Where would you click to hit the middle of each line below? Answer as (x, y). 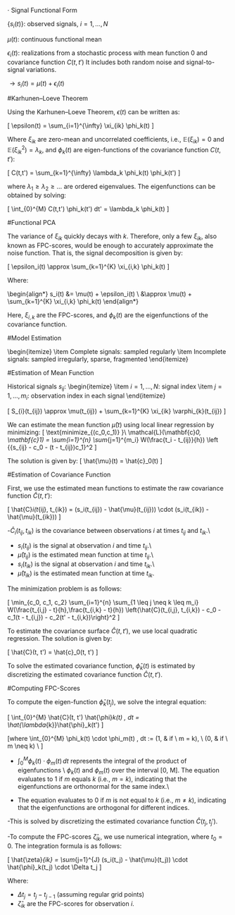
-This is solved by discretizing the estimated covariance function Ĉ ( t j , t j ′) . (113, 822)
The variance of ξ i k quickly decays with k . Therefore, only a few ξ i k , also (112, 237)
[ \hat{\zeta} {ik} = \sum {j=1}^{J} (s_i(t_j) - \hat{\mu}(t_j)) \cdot (98, 860)
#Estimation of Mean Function (51, 373)
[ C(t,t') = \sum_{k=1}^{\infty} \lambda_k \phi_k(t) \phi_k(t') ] (94, 173)
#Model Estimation (34, 338)
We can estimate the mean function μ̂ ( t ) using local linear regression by (111, 424)
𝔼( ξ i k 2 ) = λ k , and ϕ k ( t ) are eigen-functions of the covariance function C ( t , (114, 150)
